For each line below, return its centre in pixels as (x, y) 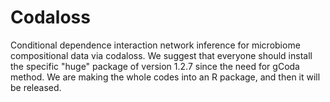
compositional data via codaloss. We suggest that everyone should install (161, 55)
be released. (36, 87)
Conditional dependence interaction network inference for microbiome (155, 45)
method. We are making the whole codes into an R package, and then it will (165, 77)
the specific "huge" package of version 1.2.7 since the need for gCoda (155, 66)
